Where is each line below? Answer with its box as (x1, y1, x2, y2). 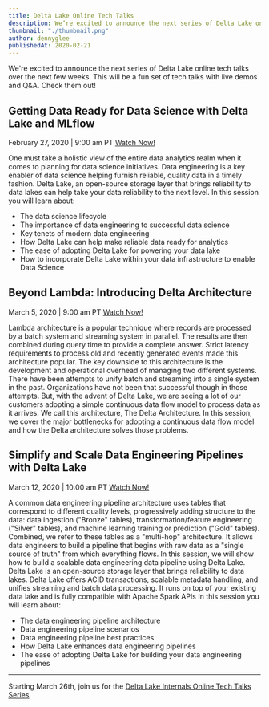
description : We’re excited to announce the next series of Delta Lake (8, 19, 252, 27)
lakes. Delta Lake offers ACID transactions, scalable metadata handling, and (8, 575, 259, 584)
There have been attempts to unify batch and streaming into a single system (8, 374, 260, 384)
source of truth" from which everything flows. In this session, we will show (8, 549, 255, 559)
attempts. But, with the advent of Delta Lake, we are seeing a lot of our (8, 391, 242, 400)
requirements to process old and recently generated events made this (8, 348, 239, 358)
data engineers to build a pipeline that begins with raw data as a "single (8, 540, 244, 550)
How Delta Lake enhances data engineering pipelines (19, 641, 196, 651)
